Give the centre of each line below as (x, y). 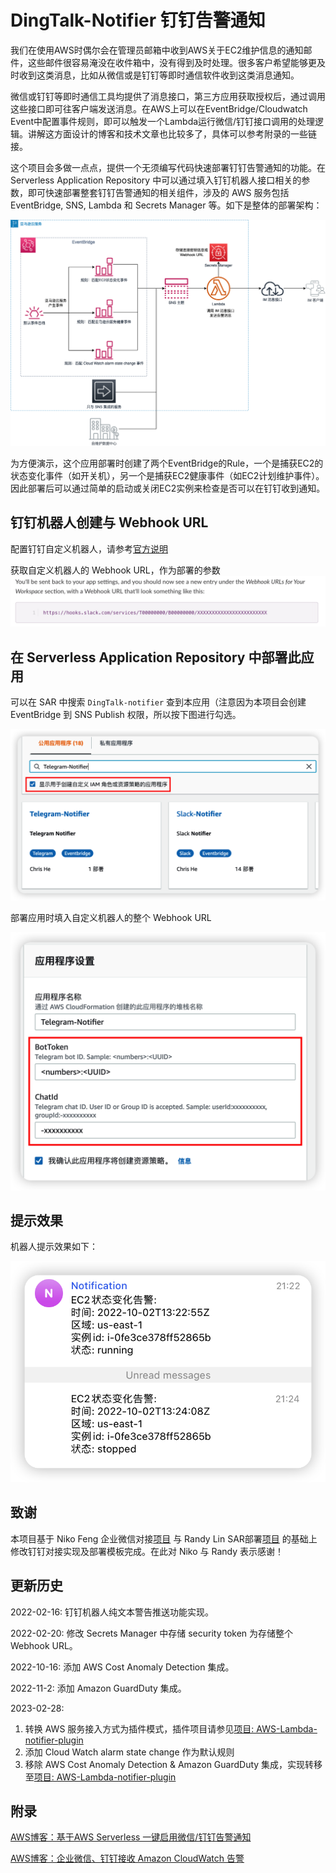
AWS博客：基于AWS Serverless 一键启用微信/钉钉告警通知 (131, 1837)
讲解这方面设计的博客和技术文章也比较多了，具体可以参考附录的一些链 (172, 133)
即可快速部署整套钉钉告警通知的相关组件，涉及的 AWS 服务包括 (158, 192)
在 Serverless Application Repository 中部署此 (156, 657)
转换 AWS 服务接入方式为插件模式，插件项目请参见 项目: (139, 1728)
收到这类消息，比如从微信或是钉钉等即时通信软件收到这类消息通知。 (159, 75)
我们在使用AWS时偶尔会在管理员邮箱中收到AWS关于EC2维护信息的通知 (157, 50)
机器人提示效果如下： (54, 1247)
